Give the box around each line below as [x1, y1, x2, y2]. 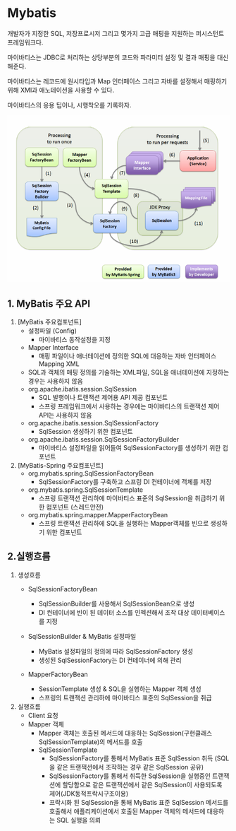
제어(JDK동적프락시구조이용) [49, 789, 129, 798]
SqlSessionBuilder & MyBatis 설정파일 [27, 632, 137, 640]
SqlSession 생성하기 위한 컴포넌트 [38, 428, 133, 436]
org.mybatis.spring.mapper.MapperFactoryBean [27, 511, 168, 519]
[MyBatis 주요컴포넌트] [17, 318, 82, 326]
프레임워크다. [7, 37, 44, 47]
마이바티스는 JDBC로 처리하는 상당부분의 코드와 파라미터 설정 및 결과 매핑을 [7, 53, 216, 61]
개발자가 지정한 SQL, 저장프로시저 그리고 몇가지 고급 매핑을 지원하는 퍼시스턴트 [7, 29, 225, 37]
